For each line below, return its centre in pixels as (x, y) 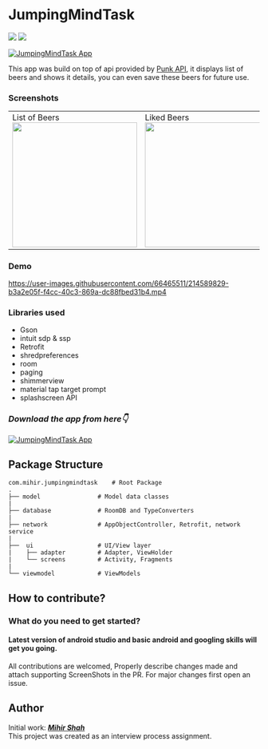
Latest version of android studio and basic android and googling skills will (133, 640)
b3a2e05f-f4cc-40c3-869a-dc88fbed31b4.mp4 (87, 292)
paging (32, 372)
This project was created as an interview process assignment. (110, 735)
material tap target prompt (63, 390)
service (21, 532)
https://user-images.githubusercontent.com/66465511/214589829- (118, 283)
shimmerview (42, 381)
